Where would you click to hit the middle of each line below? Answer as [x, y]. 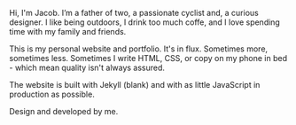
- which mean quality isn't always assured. [87, 67]
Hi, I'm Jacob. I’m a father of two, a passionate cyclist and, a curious [134, 13]
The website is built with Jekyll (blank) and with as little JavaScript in [135, 85]
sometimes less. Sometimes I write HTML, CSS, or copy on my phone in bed [148, 58]
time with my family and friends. [68, 31]
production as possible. [52, 94]
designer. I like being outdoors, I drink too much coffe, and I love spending [145, 22]
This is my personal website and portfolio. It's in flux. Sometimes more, [139, 49]
